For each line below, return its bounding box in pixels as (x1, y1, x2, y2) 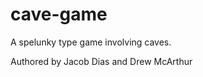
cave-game (10, 3, 108, 26)
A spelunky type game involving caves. (10, 36, 172, 48)
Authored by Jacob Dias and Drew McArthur (10, 55, 193, 67)
